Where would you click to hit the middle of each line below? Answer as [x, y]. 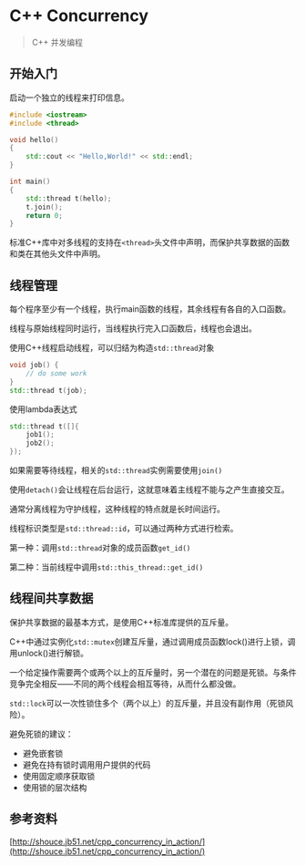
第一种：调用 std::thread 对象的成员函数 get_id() [100, 548]
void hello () [34, 139]
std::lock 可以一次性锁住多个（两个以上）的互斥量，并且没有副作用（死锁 [148, 703]
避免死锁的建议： [41, 734]
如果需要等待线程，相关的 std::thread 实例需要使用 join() [116, 470]
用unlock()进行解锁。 [49, 653]
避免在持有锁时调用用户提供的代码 [87, 764]
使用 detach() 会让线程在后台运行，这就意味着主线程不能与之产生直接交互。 [149, 490]
